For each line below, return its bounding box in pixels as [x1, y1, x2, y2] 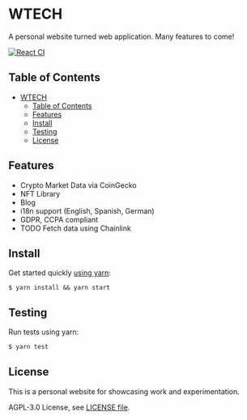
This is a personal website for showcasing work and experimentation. [8, 386, 241, 397]
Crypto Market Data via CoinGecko [19, 180, 137, 190]
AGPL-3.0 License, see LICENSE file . [8, 402, 130, 412]
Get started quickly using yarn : [8, 268, 112, 278]
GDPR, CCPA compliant [19, 214, 99, 224]
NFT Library [19, 189, 61, 198]
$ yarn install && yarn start [8, 284, 111, 292]
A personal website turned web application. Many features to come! [8, 32, 235, 41]
